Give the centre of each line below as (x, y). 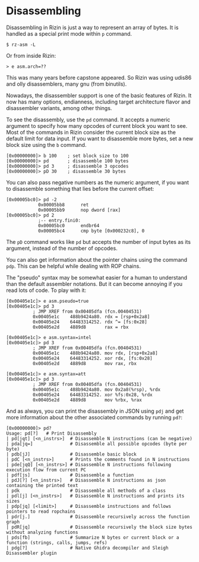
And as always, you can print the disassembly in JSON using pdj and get (95, 411)
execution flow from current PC (46, 470)
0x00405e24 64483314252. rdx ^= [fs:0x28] (90, 322)
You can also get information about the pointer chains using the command (97, 259)
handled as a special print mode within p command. (69, 33)
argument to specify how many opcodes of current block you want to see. (97, 125)
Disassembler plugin (32, 553)
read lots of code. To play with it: (46, 290)
